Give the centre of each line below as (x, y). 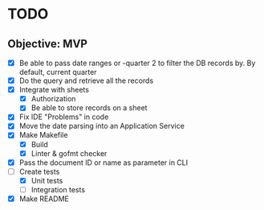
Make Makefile (43, 135)
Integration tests (58, 189)
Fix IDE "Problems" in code (64, 117)
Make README (44, 199)
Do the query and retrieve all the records (86, 80)
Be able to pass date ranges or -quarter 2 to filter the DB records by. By (137, 63)
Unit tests (47, 180)
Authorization (53, 99)
